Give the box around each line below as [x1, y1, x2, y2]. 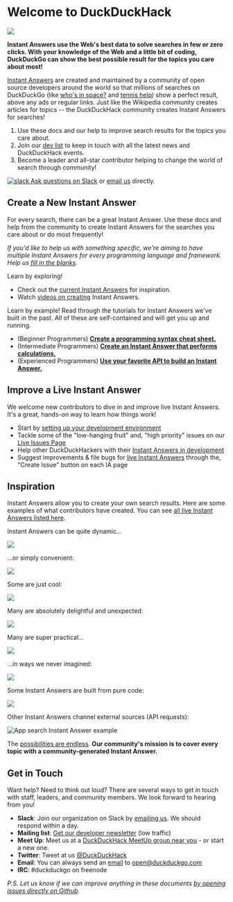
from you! [7, 800, 35, 809]
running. [7, 321, 31, 329]
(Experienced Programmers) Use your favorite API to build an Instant [17, 356, 217, 365]
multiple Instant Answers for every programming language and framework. [7, 251, 222, 259]
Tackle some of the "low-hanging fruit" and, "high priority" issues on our [17, 430, 225, 439]
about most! [7, 62, 43, 70]
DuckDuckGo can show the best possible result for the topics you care [7, 55, 215, 63]
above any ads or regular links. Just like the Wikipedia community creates [7, 98, 218, 106]
